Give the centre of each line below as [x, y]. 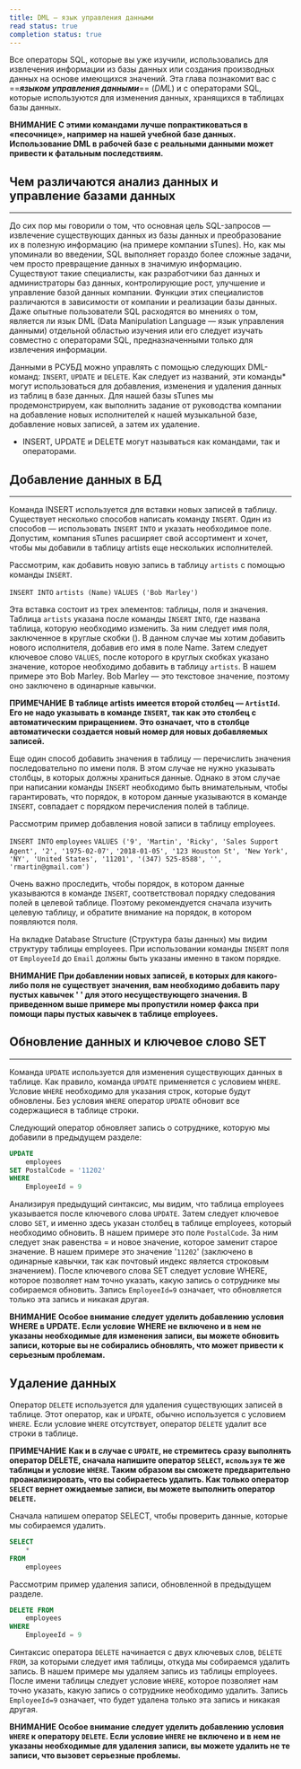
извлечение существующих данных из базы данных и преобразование [146, 235]
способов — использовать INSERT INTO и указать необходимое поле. [140, 529]
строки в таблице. [44, 1433]
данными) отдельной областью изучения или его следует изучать [136, 331]
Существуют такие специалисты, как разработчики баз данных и [135, 274]
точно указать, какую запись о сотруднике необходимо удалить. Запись [149, 1690]
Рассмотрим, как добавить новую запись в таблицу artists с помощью [147, 565]
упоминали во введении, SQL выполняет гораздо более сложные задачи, [150, 254]
